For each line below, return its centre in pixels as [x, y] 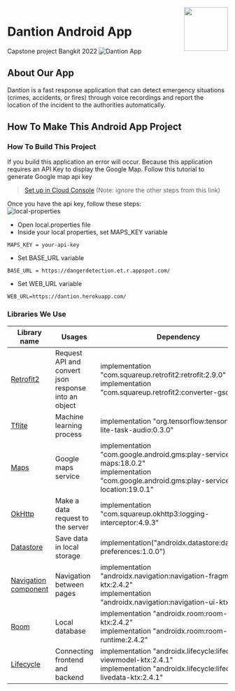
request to [72, 518]
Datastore [27, 547]
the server [72, 527]
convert [68, 370]
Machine [69, 417]
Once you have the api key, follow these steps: [74, 204]
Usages [74, 336]
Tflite [19, 425]
